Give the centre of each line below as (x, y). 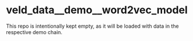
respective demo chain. (34, 32)
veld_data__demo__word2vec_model (97, 10)
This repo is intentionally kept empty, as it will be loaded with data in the (92, 26)
